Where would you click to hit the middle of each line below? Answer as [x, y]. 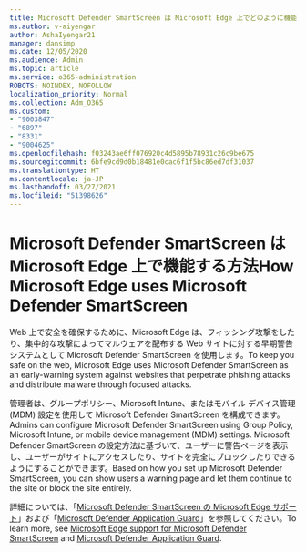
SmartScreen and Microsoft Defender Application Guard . [116, 537]
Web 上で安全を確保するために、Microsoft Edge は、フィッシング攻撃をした [153, 332]
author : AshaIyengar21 [52, 35]
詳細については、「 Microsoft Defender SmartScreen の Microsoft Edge [140, 506]
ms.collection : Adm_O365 [56, 102]
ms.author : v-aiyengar [52, 26]
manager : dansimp [42, 43]
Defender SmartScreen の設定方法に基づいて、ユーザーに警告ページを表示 [149, 445]
